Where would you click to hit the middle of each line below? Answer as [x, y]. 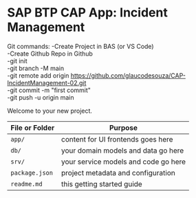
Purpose [123, 127]
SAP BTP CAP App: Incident [88, 13]
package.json [32, 173]
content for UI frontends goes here [117, 139]
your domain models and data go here [122, 151]
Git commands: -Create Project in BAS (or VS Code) [80, 46]
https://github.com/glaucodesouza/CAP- [128, 75]
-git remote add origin [38, 75]
